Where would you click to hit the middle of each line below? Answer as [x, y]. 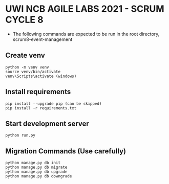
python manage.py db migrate [36, 167]
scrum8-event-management [43, 39]
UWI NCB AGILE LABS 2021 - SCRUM [85, 9]
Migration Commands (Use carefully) [66, 151]
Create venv [25, 55]
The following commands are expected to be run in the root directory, [86, 34]
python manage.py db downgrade [39, 176]
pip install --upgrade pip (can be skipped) [54, 103]
